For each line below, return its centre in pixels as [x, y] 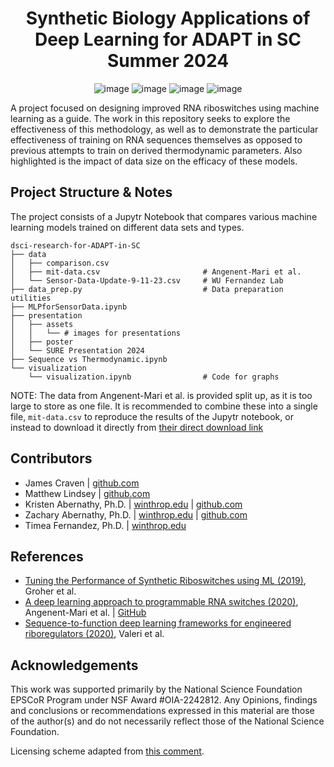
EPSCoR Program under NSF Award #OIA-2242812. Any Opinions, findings [164, 700]
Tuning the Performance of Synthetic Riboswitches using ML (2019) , [165, 581]
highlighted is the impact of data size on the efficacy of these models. [154, 161]
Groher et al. [50, 591]
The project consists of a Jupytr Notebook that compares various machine [164, 216]
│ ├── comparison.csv [60, 263]
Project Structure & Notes [91, 192]
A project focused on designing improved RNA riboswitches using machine [165, 108]
